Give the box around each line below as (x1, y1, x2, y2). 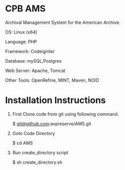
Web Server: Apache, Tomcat (5, 68, 66, 74)
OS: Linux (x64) (5, 29, 37, 35)
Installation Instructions (5, 95, 106, 106)
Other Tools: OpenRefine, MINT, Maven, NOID (5, 77, 99, 83)
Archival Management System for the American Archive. (5, 19, 121, 25)
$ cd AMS (12, 140, 33, 146)
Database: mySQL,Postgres (5, 58, 62, 64)
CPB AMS (5, 3, 46, 14)
